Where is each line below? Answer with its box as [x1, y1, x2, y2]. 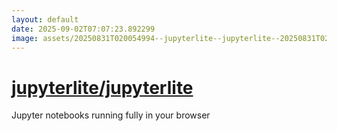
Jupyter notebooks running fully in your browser [11, 109, 211, 121]
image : [11, 33, 39, 43]
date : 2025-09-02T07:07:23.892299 [11, 24, 156, 34]
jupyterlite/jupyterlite [11, 76, 194, 99]
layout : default [11, 14, 79, 25]
